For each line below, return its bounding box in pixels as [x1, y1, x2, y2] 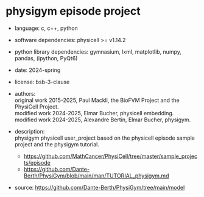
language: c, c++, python [14, 24, 79, 32]
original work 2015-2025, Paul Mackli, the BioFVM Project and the [14, 96, 180, 104]
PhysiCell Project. [14, 102, 59, 110]
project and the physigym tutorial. [14, 140, 100, 148]
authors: [14, 90, 36, 97]
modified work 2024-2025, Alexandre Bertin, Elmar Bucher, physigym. [14, 116, 191, 123]
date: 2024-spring [14, 66, 61, 74]
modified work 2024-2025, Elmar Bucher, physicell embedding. [14, 109, 174, 116]
